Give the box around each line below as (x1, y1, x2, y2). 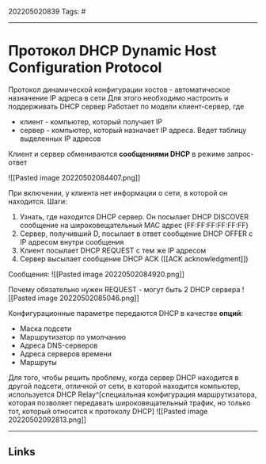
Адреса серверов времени (19, 348, 112, 359)
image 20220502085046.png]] (37, 293, 140, 302)
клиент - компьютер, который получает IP (19, 116, 163, 126)
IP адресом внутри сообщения (19, 237, 124, 246)
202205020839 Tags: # (8, 7, 86, 16)
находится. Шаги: (8, 196, 67, 206)
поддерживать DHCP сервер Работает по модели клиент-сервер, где (8, 101, 245, 111)
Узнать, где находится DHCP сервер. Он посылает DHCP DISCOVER (19, 211, 249, 221)
